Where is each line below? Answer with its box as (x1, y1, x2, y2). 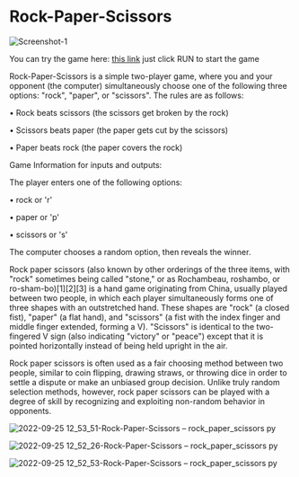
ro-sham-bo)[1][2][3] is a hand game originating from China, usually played (9, 283, 288, 294)
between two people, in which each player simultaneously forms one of (9, 292, 274, 303)
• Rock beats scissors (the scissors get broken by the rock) (9, 107, 229, 118)
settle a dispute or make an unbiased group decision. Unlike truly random (9, 376, 280, 387)
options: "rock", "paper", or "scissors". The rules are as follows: (9, 90, 244, 101)
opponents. (9, 405, 52, 416)
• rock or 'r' (9, 194, 53, 205)
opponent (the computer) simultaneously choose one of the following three (9, 80, 287, 91)
